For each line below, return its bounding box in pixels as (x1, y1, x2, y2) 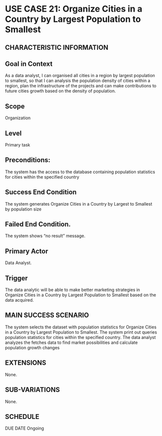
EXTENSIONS (5, 359, 46, 367)
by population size (5, 206, 42, 212)
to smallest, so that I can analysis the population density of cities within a (5, 78, 151, 83)
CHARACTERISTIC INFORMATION (5, 43, 109, 51)
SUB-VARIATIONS (5, 386, 60, 394)
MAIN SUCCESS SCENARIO (5, 311, 89, 320)
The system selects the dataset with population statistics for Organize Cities (5, 324, 157, 330)
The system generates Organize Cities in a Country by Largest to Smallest (5, 201, 152, 207)
